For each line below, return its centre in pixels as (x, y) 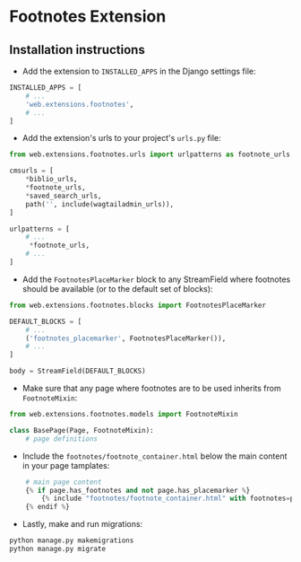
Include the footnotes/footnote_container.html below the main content (155, 456)
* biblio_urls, (52, 180)
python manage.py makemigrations (72, 540)
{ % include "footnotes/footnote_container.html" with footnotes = (166, 499)
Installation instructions (77, 50)
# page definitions (62, 439)
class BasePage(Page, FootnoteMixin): (82, 430)
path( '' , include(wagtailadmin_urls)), (100, 204)
